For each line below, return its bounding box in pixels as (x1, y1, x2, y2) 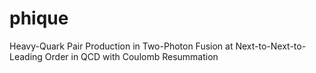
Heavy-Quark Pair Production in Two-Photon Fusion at (9, 40, 234, 52)
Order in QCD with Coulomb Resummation (44, 50, 219, 62)
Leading (9, 50, 43, 62)
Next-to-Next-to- (235, 40, 307, 52)
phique (9, 7, 69, 30)
